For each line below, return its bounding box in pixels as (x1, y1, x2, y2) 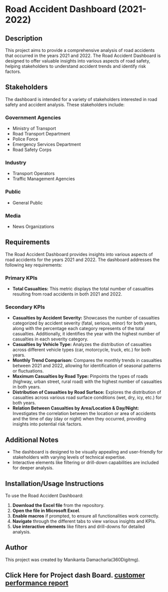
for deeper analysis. (12, 465, 54, 471)
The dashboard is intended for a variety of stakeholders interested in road (5, 96, 157, 102)
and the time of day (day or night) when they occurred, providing (12, 416, 146, 422)
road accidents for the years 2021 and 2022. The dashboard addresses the (5, 256, 160, 262)
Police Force (12, 136, 38, 142)
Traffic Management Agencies (12, 176, 75, 182)
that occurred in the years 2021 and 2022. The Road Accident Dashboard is (5, 52, 161, 58)
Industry (5, 159, 26, 166)
